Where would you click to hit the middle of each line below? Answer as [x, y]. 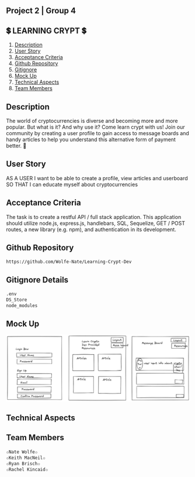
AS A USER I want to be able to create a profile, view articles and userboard [97, 178]
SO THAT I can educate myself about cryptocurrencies [72, 184]
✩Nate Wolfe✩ [22, 452]
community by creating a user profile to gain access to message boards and [98, 133]
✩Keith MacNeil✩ [26, 458]
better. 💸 [16, 146]
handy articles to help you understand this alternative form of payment [91, 140]
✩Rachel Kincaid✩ [27, 469]
